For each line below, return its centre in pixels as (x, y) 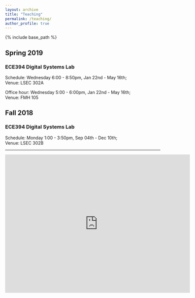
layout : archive (22, 10)
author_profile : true (27, 23)
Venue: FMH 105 (22, 97)
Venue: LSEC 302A (24, 83)
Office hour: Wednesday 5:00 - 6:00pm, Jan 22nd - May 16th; (68, 92)
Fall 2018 (19, 113)
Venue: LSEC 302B (24, 143)
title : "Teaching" (24, 14)
